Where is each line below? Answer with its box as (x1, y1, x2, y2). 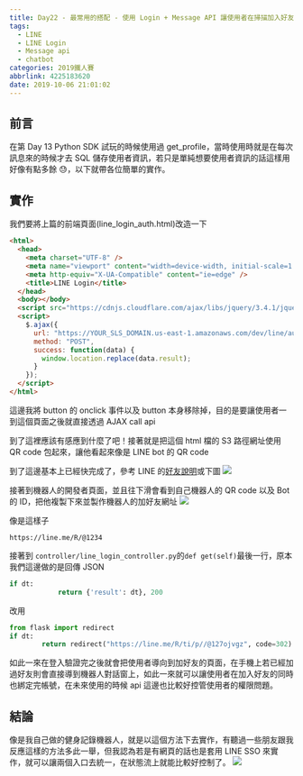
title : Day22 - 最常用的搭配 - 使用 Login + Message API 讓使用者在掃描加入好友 (9, 13, 295, 23)
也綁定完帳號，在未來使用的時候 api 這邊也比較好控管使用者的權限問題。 (9, 680, 278, 690)
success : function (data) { (32, 345, 135, 354)
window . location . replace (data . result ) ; (41, 353, 192, 363)
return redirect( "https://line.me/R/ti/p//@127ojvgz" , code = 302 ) (41, 640, 293, 649)
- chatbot (17, 55, 54, 64)
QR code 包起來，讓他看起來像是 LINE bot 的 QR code (9, 446, 209, 457)
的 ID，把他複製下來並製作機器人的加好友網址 (9, 496, 178, 507)
